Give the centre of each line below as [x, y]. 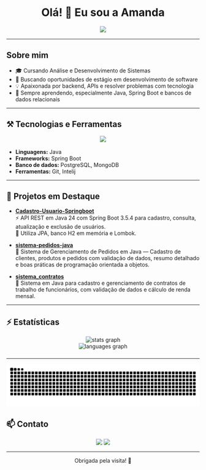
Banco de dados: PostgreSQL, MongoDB [67, 164]
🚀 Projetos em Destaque [53, 196]
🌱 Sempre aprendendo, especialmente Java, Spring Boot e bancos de [103, 93]
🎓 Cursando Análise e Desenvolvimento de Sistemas [83, 71]
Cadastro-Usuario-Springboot [55, 211]
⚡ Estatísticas [33, 322]
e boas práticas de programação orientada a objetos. [82, 265]
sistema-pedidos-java [44, 245]
